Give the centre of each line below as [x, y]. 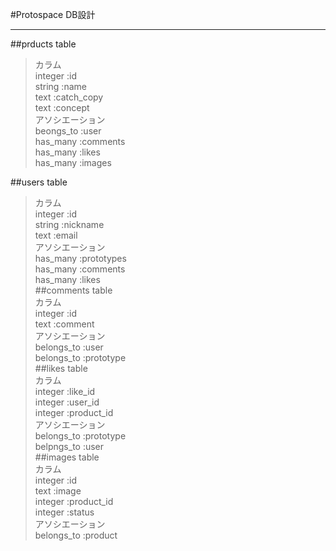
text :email [56, 235]
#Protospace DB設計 [53, 14]
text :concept [62, 107]
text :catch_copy [69, 97]
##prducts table [43, 44]
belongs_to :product [76, 535]
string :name [60, 86]
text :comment [64, 324]
